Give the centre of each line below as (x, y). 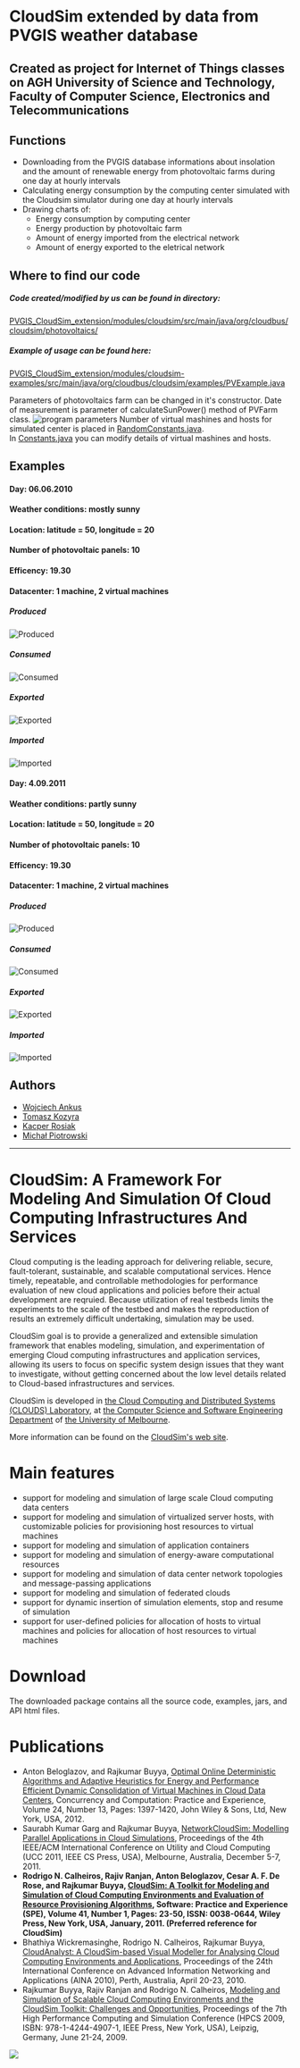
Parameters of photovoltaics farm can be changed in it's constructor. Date (146, 400)
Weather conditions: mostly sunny (75, 509)
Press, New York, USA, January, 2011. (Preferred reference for (139, 1923)
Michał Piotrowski (54, 1135)
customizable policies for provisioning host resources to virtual (138, 1526)
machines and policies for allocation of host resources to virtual (139, 1630)
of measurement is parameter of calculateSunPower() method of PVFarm (144, 409)
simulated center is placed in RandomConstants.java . (107, 428)
